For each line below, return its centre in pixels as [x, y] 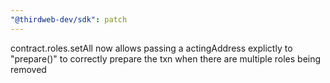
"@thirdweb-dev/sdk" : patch [69, 19]
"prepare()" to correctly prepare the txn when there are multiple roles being [166, 58]
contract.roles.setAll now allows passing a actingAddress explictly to [151, 48]
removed [28, 69]
